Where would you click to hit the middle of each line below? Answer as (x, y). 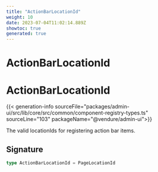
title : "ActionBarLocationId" (44, 12)
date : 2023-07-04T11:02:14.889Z (46, 23)
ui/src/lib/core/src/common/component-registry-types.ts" (77, 113)
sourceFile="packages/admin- (92, 107)
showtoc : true (24, 28)
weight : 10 (20, 17)
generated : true (26, 34)
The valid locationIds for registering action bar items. (71, 130)
